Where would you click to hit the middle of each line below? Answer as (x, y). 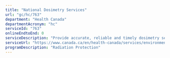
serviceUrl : (18, 43)
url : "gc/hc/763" (24, 15)
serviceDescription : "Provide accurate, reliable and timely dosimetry (82, 38)
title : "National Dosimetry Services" (46, 10)
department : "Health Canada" (36, 19)
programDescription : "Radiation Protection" (53, 47)
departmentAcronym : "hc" (31, 24)
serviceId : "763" (24, 29)
